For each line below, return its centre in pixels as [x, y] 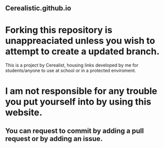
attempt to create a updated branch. [83, 51]
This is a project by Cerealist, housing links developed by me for [72, 65]
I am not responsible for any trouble [81, 91]
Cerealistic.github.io [38, 8]
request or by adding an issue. [54, 139]
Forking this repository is [59, 30]
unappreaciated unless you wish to [80, 41]
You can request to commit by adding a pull [74, 131]
